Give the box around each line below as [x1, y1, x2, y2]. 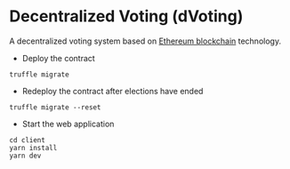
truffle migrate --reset [9, 102, 101, 112]
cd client [9, 135, 46, 144]
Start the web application [21, 118, 115, 129]
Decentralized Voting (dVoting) [9, 6, 244, 27]
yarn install [9, 143, 58, 152]
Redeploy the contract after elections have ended [21, 85, 204, 96]
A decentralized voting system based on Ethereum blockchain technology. [9, 36, 282, 46]
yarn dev [9, 151, 42, 160]
